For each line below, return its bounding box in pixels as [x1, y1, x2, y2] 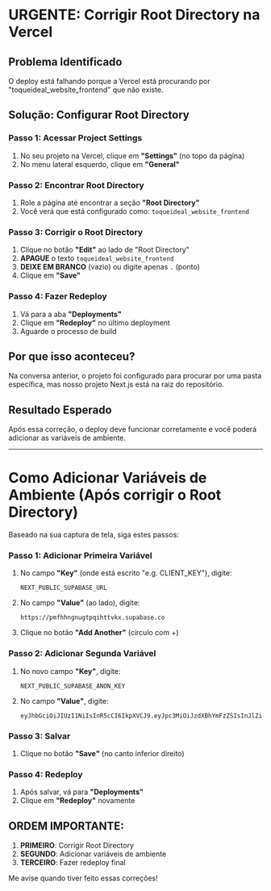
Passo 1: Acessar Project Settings [8, 132, 143, 144]
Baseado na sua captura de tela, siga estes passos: [8, 530, 179, 540]
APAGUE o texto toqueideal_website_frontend [19, 253, 174, 263]
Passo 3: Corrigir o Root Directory [8, 226, 144, 237]
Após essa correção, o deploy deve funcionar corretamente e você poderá [8, 425, 256, 434]
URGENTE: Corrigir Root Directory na [8, 6, 261, 24]
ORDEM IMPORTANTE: [8, 819, 125, 833]
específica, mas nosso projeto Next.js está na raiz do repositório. [8, 379, 224, 389]
